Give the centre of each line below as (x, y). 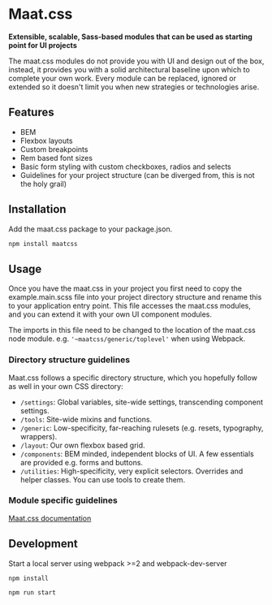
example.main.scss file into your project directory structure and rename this (135, 297)
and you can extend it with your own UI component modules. (110, 314)
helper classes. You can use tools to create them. (102, 479)
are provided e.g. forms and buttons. (82, 462)
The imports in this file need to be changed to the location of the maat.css (132, 331)
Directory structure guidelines (69, 360)
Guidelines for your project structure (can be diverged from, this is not (137, 175)
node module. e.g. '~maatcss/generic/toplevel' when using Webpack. (127, 339)
